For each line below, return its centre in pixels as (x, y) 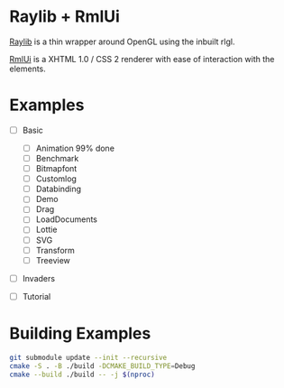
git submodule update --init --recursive (88, 357)
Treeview (53, 260)
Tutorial (37, 296)
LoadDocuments (66, 219)
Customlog (56, 179)
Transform (55, 250)
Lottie (46, 230)
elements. (28, 69)
